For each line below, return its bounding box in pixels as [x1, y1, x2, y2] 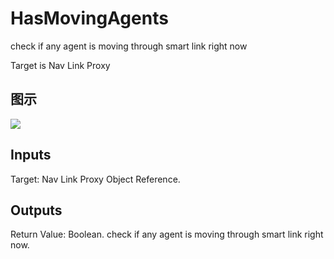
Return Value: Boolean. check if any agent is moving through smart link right [10, 228, 324, 241]
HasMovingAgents [10, 7, 169, 30]
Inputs [10, 147, 52, 164]
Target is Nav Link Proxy [10, 59, 111, 71]
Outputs [10, 202, 63, 219]
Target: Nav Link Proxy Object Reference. [10, 173, 181, 185]
